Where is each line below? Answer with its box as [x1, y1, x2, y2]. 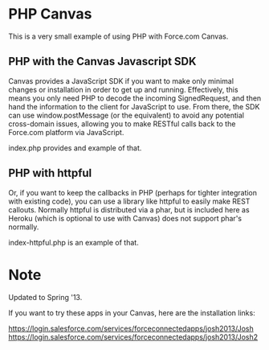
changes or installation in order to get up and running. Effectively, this [8, 84, 238, 94]
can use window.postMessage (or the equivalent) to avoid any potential [8, 110, 245, 120]
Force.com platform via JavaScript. [8, 127, 124, 137]
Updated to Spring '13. [8, 292, 83, 302]
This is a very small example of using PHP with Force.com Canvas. [8, 31, 229, 41]
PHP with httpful [8, 167, 92, 180]
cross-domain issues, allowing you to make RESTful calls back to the [8, 118, 236, 129]
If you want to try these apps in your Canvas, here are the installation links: [8, 307, 255, 318]
